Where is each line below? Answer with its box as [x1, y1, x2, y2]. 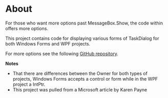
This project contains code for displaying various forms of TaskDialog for [5, 35, 159, 41]
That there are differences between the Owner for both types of [12, 70, 148, 77]
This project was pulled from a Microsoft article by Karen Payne [12, 86, 148, 92]
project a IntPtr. [12, 81, 46, 87]
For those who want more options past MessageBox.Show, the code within [5, 20, 163, 26]
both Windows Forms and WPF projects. [5, 40, 91, 46]
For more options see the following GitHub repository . [5, 51, 119, 57]
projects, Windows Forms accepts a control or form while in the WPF [12, 76, 158, 82]
